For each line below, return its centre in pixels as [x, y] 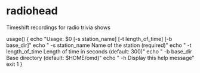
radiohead [32, 11]
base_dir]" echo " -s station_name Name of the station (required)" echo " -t [99, 45]
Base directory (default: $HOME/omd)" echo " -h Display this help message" [100, 58]
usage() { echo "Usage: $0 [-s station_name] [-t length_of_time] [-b [89, 39]
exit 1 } [14, 64]
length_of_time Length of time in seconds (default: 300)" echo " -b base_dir [99, 51]
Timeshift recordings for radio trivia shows [58, 27]
